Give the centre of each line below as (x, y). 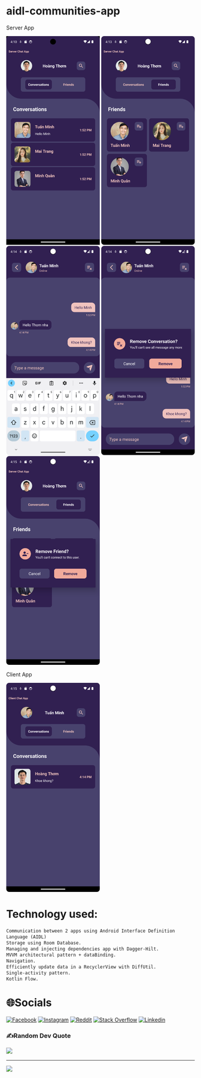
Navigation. (21, 961)
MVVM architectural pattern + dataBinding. (61, 955)
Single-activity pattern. (38, 973)
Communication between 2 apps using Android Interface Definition (91, 931)
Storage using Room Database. (44, 943)
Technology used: (52, 914)
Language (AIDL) (26, 937)
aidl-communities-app (63, 11)
